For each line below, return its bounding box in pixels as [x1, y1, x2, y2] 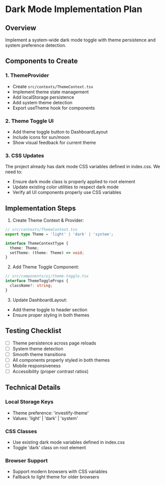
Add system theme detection [12, 99, 73, 105]
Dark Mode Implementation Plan [5, 4, 142, 15]
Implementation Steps [5, 204, 76, 213]
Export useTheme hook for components [12, 105, 95, 111]
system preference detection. [5, 42, 66, 48]
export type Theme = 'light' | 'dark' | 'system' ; [5, 232, 114, 237]
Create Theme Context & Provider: [12, 218, 84, 224]
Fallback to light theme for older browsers [12, 474, 100, 480]
